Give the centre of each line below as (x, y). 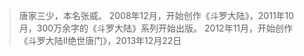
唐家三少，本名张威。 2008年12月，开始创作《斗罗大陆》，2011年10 (156, 15)
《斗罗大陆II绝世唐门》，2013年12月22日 (100, 40)
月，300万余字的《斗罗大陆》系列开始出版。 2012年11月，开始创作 (156, 28)
